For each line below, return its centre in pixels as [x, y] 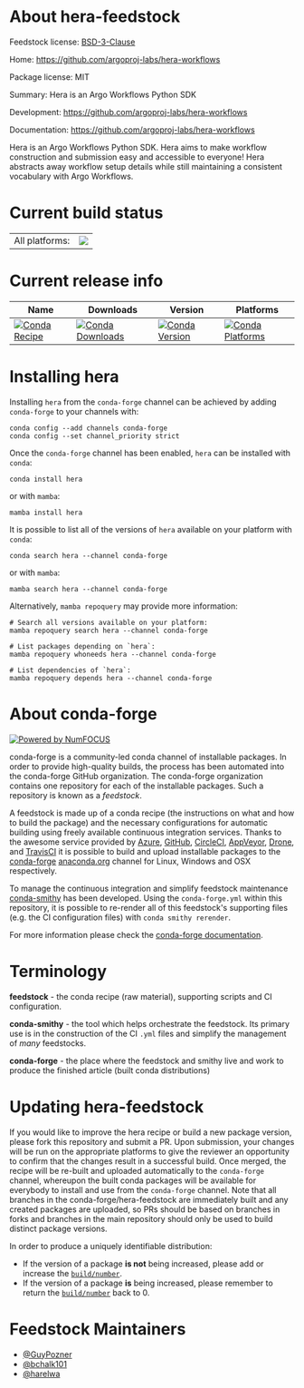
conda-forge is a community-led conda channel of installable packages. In [148, 757]
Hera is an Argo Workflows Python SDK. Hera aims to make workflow [138, 147]
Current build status [86, 213]
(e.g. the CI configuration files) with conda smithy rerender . [120, 917]
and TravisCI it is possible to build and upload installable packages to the [145, 851]
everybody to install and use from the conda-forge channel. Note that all [143, 1189]
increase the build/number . [72, 1273]
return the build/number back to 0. [86, 1292]
